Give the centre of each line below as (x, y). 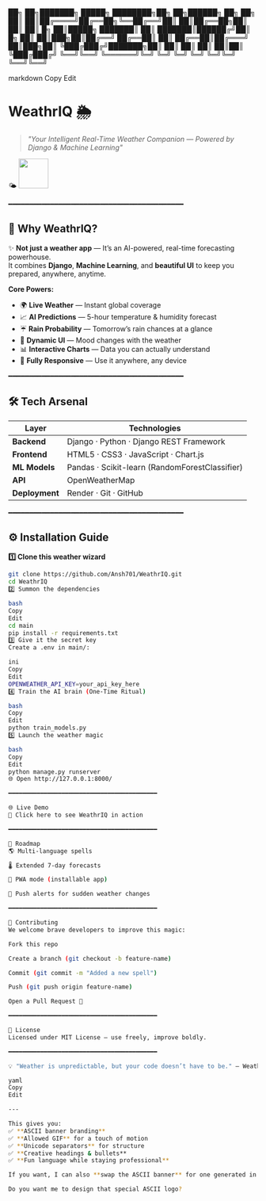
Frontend (30, 454)
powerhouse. (30, 257)
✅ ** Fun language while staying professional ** (89, 1161)
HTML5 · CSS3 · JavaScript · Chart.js (135, 454)
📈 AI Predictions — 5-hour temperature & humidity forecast (118, 316)
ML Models (34, 467)
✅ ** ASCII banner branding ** (57, 1131)
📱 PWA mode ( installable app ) (58, 880)
